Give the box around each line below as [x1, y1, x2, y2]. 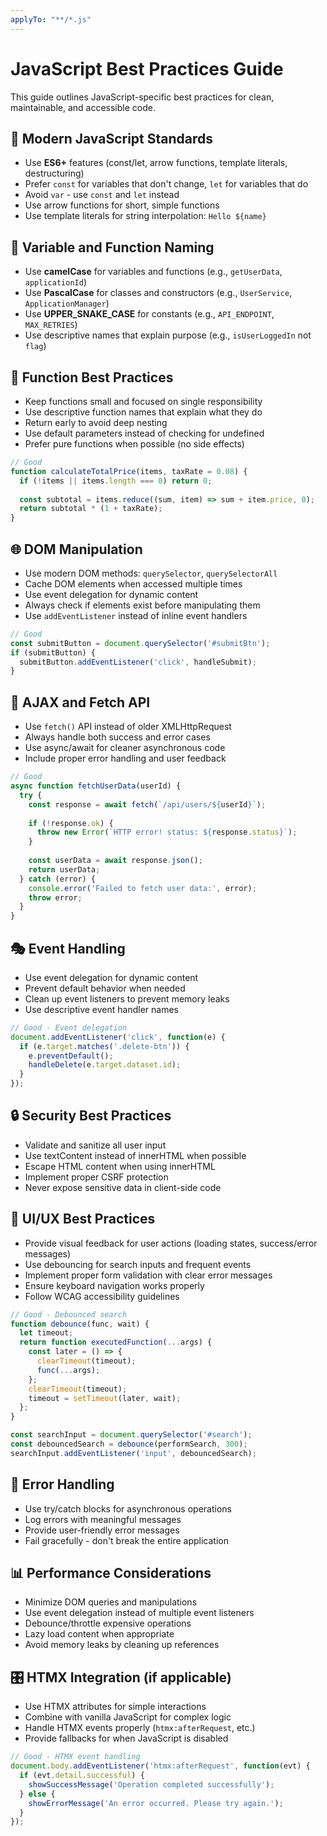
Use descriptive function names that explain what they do [24, 406, 263, 418]
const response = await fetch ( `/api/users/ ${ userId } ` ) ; [28, 799, 267, 810]
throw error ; [28, 892, 83, 903]
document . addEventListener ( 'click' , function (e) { [10, 1032, 226, 1042]
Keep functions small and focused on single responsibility [24, 396, 263, 407]
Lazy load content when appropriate [24, 1628, 175, 1640]
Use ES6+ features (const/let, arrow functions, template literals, [24, 157, 288, 169]
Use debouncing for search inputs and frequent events [24, 1258, 252, 1270]
